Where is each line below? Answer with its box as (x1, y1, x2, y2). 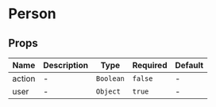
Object (95, 87, 121, 96)
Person (8, 5, 57, 23)
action (12, 73, 36, 84)
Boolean (95, 75, 125, 83)
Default (174, 60, 204, 71)
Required (132, 60, 168, 71)
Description (43, 60, 89, 71)
